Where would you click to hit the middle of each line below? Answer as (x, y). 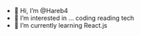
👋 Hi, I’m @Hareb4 (41, 11)
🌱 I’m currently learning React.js (61, 25)
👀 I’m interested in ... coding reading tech (74, 18)
